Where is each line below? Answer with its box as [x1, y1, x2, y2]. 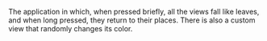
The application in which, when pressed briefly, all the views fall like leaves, [8, 7, 260, 16]
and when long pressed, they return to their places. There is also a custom [8, 15, 256, 25]
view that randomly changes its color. [8, 24, 133, 33]
